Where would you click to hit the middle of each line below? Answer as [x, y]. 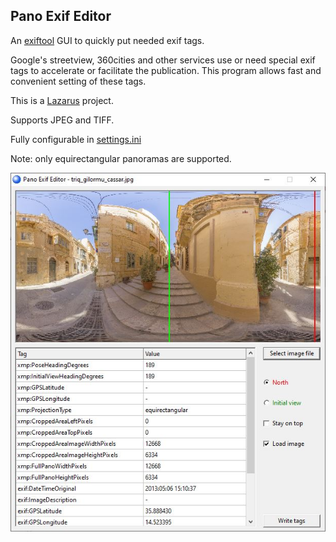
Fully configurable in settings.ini [76, 139]
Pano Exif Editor [61, 16]
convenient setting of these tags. [78, 81]
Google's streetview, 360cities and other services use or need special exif [163, 60]
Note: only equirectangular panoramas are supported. [121, 158]
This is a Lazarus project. [62, 100]
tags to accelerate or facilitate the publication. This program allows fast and [166, 70]
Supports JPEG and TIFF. [62, 120]
